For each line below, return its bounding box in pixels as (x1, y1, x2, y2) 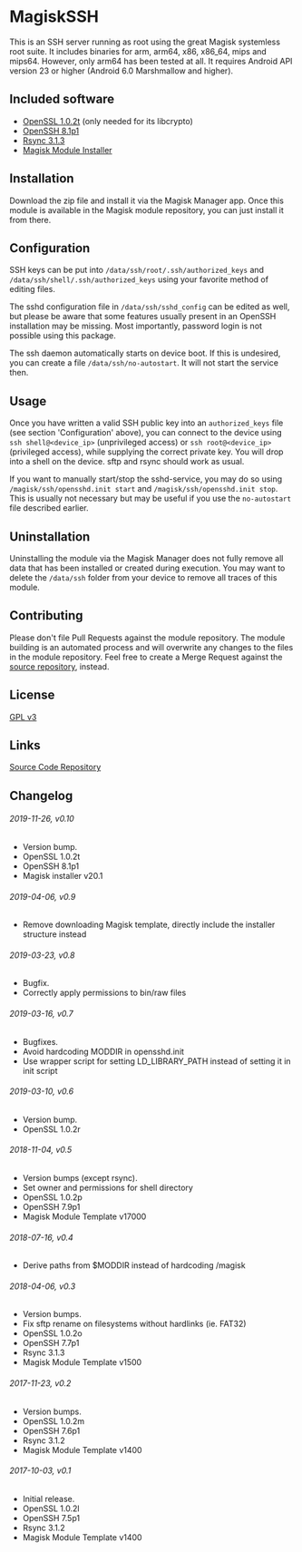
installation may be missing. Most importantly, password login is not (9, 320, 263, 332)
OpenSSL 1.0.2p (22, 1192, 83, 1203)
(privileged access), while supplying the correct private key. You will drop (9, 446, 284, 457)
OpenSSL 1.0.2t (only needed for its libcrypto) (22, 115, 193, 126)
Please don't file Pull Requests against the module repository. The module (9, 632, 286, 643)
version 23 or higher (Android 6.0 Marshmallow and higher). (9, 65, 234, 76)
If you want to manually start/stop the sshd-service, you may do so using (9, 473, 283, 484)
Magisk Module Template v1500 (22, 1357, 142, 1368)
